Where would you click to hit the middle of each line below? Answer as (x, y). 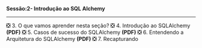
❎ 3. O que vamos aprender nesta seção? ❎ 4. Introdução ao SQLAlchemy (98, 25)
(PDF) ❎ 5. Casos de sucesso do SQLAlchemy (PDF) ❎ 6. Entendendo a (95, 32)
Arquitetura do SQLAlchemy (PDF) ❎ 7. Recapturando (72, 39)
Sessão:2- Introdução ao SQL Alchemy (56, 9)
